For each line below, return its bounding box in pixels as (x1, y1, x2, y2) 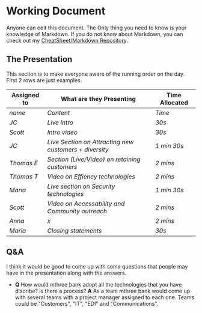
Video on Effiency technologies (47, 172, 135, 181)
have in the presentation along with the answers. (6, 269, 127, 276)
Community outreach (47, 207, 107, 215)
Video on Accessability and (47, 199, 125, 208)
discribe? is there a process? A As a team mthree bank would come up (14, 287, 191, 294)
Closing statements (47, 226, 102, 235)
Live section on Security (47, 182, 115, 190)
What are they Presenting (61, 94, 136, 103)
